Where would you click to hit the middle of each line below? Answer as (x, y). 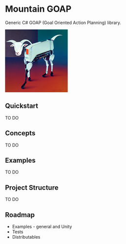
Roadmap (20, 215)
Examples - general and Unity (42, 227)
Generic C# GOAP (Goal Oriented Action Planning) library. (63, 23)
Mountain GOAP (38, 9)
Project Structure (32, 187)
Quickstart (22, 106)
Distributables (26, 237)
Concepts (20, 133)
